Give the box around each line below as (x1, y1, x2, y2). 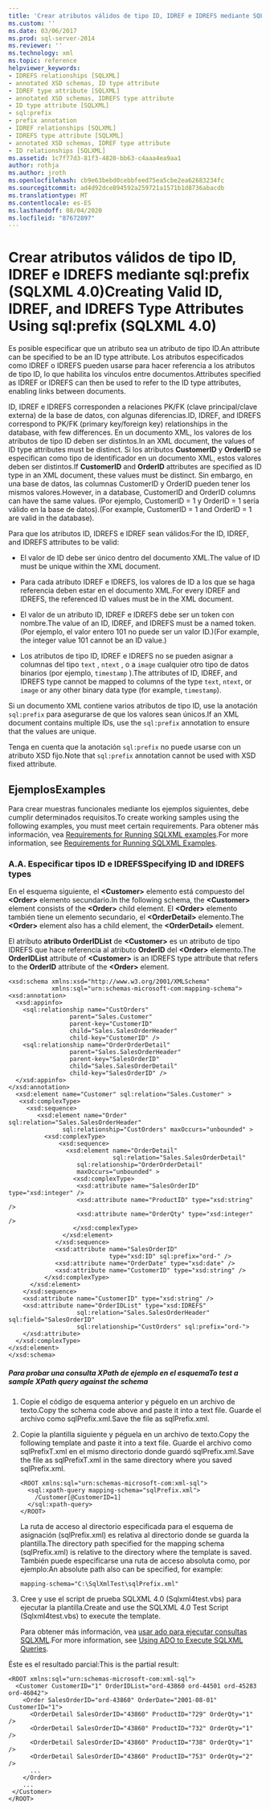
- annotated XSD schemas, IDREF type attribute (8, 138, 171, 147)
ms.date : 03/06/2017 (8, 27, 78, 35)
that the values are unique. (8, 726, 96, 737)
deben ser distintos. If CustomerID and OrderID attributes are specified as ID (8, 462, 262, 472)
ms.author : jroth (8, 169, 67, 177)
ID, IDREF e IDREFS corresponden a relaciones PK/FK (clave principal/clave (8, 402, 258, 411)
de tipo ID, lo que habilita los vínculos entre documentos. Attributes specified (8, 370, 261, 379)
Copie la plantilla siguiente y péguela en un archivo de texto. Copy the (19, 1430, 250, 1440)
